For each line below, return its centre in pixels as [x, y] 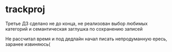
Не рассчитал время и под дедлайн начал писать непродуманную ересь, [86, 39]
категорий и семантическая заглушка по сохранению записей [74, 29]
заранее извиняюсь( [28, 44]
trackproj [25, 9]
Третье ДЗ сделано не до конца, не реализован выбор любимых [77, 23]
